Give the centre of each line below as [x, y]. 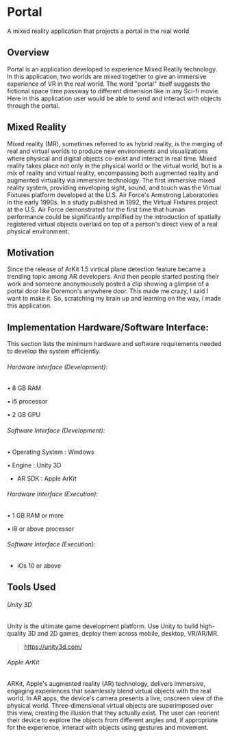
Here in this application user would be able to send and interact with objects [114, 98]
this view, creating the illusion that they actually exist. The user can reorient [113, 713]
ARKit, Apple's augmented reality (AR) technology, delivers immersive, [106, 683]
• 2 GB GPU [24, 415]
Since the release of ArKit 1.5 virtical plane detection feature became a [106, 269]
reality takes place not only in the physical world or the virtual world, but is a [115, 165]
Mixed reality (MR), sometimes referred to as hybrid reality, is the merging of [115, 143]
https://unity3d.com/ [53, 647]
